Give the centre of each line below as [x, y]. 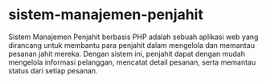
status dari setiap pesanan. [53, 70]
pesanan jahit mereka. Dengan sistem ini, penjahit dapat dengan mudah [127, 53]
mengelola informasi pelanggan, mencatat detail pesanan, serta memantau [132, 62]
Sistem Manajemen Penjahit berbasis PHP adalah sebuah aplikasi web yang [133, 37]
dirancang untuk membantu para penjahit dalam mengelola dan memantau [132, 45]
